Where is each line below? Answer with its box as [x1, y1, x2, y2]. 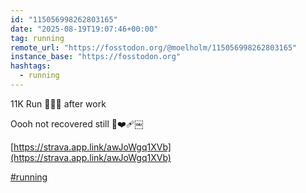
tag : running [10, 33, 65, 43]
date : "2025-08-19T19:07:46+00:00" [10, 24, 159, 34]
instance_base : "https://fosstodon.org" [10, 52, 182, 62]
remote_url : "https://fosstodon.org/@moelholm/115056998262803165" [10, 42, 298, 53]
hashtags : [10, 61, 52, 71]
